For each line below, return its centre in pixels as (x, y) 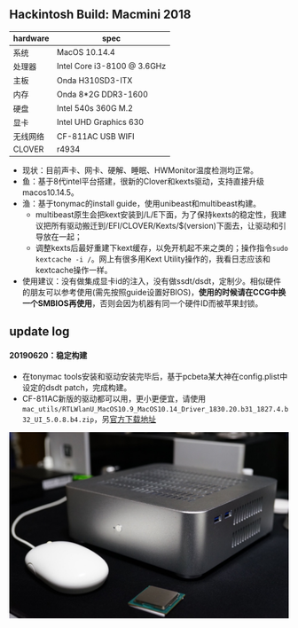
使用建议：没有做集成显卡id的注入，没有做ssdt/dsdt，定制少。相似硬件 (152, 281)
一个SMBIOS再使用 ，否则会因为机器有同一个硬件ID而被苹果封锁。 (142, 303)
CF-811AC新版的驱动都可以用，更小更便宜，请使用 (114, 399)
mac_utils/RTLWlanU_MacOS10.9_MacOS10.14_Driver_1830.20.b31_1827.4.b (155, 410)
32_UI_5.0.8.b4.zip (58, 420)
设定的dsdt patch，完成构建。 (77, 388)
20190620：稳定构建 (48, 355)
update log (39, 332)
